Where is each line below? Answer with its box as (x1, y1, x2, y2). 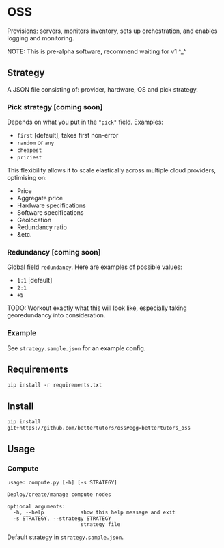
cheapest (16, 147, 42, 154)
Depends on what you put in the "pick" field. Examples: (7, 118, 164, 127)
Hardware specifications (16, 201, 87, 209)
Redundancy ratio (16, 223, 67, 231)
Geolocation (16, 216, 52, 224)
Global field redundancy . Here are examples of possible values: (7, 263, 182, 271)
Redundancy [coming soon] (7, 247, 101, 257)
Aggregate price (16, 194, 64, 203)
